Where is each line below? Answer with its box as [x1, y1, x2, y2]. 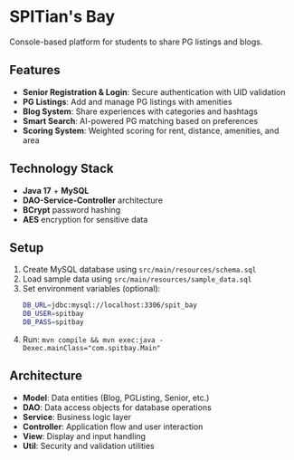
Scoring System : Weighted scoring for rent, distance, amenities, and [22, 125, 280, 136]
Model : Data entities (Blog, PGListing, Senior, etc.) [22, 392, 210, 403]
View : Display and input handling [22, 430, 147, 441]
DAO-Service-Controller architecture [22, 195, 163, 206]
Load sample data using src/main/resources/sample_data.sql [22, 273, 252, 284]
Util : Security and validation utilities [22, 440, 156, 451]
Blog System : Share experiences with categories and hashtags [22, 106, 258, 117]
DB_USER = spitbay [22, 310, 84, 319]
